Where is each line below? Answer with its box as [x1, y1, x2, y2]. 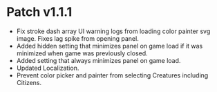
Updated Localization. [16, 64, 79, 72]
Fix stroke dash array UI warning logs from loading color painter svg [16, 27, 211, 35]
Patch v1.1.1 [6, 4, 73, 20]
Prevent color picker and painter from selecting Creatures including [16, 71, 209, 80]
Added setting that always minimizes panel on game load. [16, 56, 181, 64]
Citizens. [16, 78, 42, 86]
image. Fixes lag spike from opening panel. [16, 34, 139, 42]
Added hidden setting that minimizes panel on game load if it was [16, 42, 203, 50]
